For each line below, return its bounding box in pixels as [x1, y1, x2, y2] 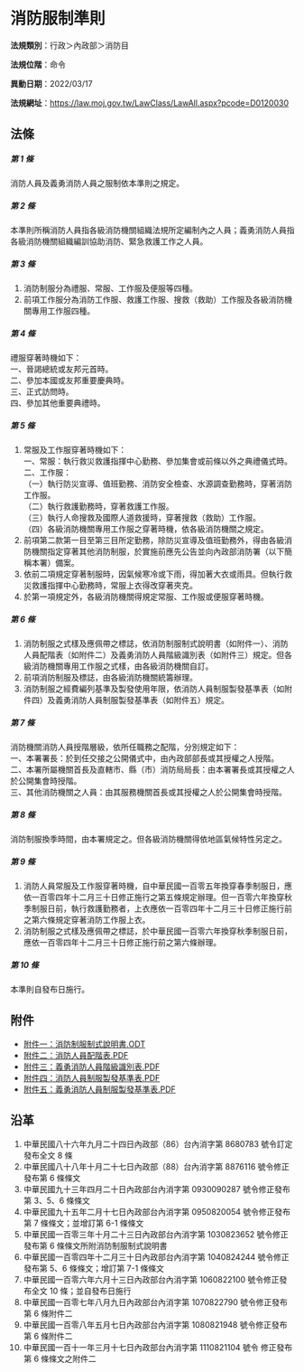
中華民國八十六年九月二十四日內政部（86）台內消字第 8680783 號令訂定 [23, 1138, 293, 1149]
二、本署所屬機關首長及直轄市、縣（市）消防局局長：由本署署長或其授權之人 [10, 765, 295, 775]
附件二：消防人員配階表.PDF [23, 1049, 129, 1060]
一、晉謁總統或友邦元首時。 [10, 363, 114, 375]
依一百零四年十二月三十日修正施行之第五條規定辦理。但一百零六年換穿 [23, 892, 285, 903]
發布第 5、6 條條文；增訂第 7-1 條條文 [23, 1263, 165, 1273]
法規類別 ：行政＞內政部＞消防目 [10, 40, 129, 51]
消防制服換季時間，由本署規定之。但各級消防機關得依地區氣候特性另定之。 [10, 833, 287, 845]
